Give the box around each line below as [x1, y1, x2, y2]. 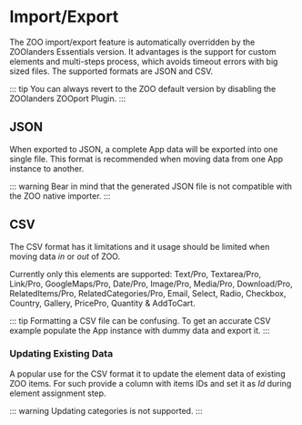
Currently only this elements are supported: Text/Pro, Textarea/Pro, [9, 268, 262, 279]
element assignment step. [9, 388, 106, 399]
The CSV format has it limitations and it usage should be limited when [9, 241, 270, 252]
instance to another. [9, 162, 85, 174]
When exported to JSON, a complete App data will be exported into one [9, 143, 278, 154]
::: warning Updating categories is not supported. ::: [9, 405, 203, 416]
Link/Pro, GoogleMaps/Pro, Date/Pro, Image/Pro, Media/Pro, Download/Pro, [9, 278, 293, 289]
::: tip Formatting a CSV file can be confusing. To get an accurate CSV [9, 315, 271, 326]
